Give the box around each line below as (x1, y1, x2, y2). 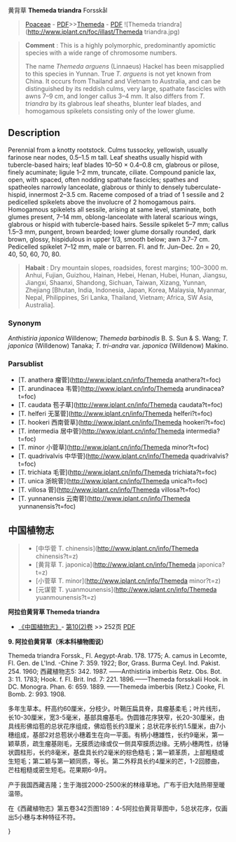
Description (8, 127, 60, 139)
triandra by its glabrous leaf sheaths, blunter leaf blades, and (25, 99, 202, 107)
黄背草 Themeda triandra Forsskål (8, 6, 108, 14)
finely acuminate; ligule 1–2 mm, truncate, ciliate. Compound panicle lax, (8, 167, 216, 177)
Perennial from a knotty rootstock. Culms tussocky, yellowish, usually (8, 146, 208, 154)
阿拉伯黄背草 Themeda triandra (8, 608, 100, 616)
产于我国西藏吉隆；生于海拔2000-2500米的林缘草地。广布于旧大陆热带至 (8, 780, 219, 789)
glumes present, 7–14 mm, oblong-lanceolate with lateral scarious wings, (8, 212, 218, 221)
